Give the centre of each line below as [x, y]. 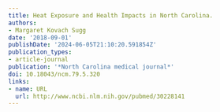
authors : [22, 23]
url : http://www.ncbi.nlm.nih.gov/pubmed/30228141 [100, 96]
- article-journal [38, 60]
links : [19, 81]
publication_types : [40, 52]
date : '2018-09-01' [40, 37]
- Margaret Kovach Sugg [47, 30]
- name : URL [28, 89]
